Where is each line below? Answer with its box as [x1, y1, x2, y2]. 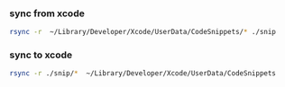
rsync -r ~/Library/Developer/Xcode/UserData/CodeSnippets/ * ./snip [9, 28, 277, 37]
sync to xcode [9, 48, 73, 61]
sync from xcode [9, 7, 86, 20]
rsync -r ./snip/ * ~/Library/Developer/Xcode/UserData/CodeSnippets [9, 69, 277, 78]
